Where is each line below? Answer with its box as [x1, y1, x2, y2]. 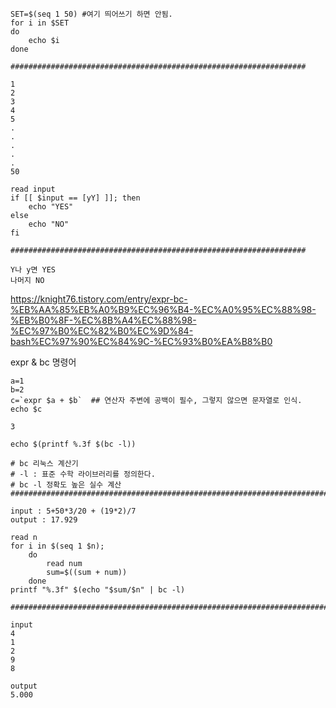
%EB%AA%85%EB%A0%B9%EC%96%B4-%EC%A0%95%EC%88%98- [10, 304, 317, 315]
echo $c [10, 404, 43, 414]
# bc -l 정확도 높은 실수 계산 [10, 480, 122, 490]
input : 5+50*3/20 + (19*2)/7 [10, 506, 137, 516]
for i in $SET [10, 18, 70, 28]
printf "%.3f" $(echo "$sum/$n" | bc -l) [10, 585, 186, 595]
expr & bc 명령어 [10, 356, 77, 368]
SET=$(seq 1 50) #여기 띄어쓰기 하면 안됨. [10, 9, 173, 19]
